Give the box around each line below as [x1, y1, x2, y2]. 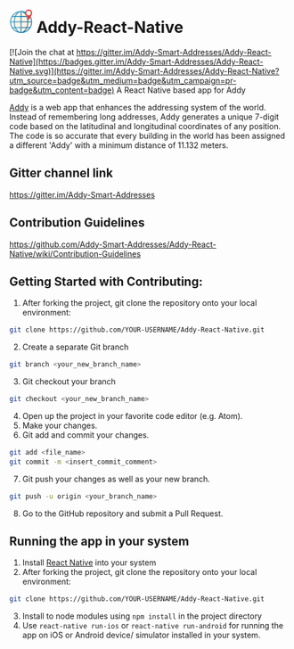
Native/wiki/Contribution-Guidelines [9, 248, 141, 259]
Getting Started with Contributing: [9, 274, 203, 289]
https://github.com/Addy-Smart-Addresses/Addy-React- [9, 239, 216, 250]
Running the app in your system [9, 534, 190, 549]
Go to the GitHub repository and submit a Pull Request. [21, 508, 224, 519]
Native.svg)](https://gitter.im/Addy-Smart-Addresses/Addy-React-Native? [9, 65, 280, 76]
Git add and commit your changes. [21, 430, 150, 440]
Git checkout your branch [21, 376, 116, 387]
